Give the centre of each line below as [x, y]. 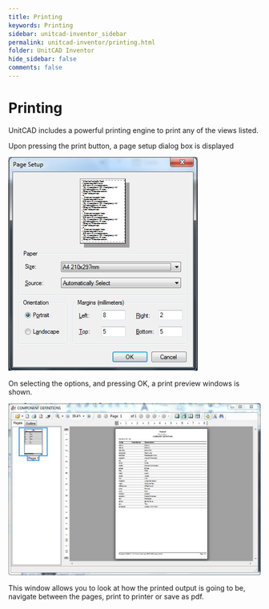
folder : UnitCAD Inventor [51, 51]
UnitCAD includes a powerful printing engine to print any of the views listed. [133, 130]
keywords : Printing [41, 25]
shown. [20, 391]
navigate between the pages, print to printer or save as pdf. [106, 596]
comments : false [35, 68]
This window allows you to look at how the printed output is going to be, [127, 587]
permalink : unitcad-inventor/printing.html [82, 42]
